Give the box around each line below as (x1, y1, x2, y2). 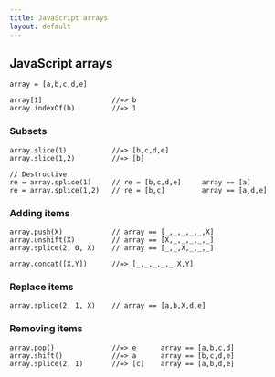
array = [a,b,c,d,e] (9, 79, 89, 89)
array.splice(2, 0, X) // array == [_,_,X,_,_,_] (9, 243, 215, 252)
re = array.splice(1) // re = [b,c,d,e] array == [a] (9, 177, 251, 187)
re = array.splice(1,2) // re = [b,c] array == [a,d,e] (9, 185, 268, 194)
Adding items (9, 206, 70, 219)
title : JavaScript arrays (9, 13, 108, 23)
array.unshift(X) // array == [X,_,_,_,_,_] (9, 235, 215, 245)
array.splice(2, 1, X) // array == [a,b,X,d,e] (9, 301, 206, 310)
